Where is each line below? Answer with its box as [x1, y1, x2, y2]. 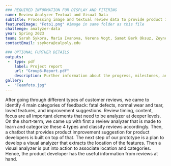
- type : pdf [7, 59, 36, 64]
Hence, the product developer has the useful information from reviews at [5, 150, 158, 156]
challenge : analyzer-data [5, 26, 60, 31]
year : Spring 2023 [5, 31, 44, 36]
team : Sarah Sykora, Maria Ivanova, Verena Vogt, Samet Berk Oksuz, [5, 36, 154, 41]
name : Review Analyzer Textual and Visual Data [5, 12, 108, 17]
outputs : [5, 54, 24, 59]
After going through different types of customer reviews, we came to [5, 96, 150, 103]
